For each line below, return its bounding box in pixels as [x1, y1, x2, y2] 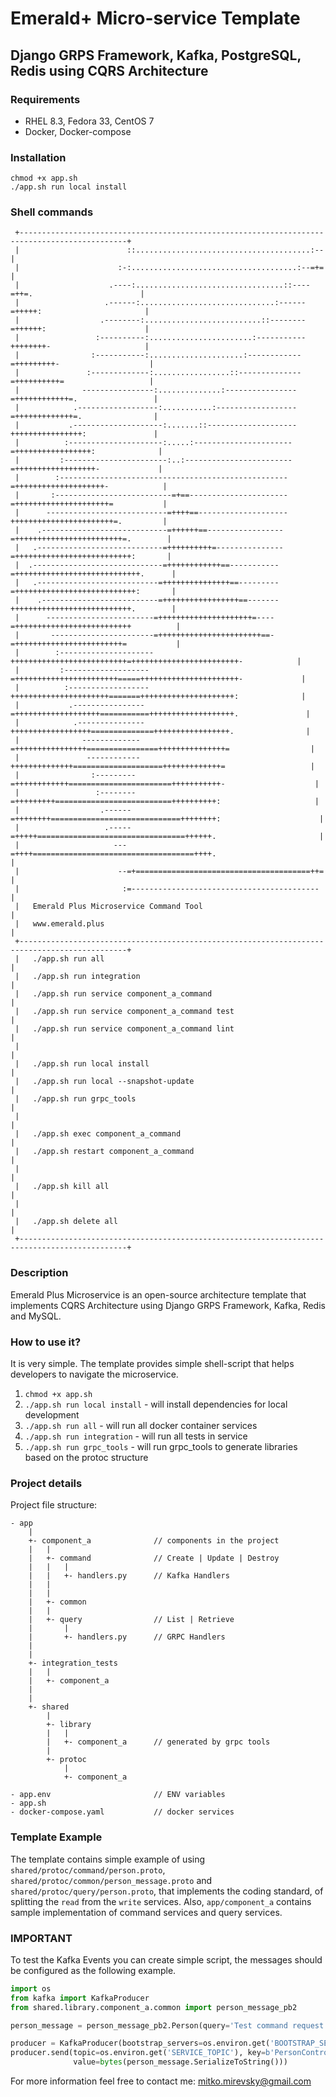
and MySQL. [10, 1310, 62, 1322]
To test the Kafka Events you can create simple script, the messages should [10, 1953, 323, 1966]
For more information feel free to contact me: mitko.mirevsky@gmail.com [10, 2075, 312, 2087]
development [24, 1409, 80, 1421]
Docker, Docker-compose [24, 125, 132, 137]
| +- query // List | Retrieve [28, 1615, 235, 1625]
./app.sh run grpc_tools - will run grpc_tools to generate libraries [24, 1441, 298, 1453]
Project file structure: [10, 1499, 98, 1511]
